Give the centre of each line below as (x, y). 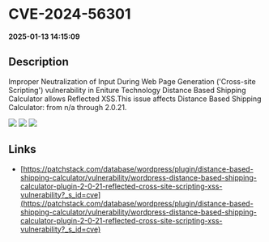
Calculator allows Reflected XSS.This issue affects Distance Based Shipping (135, 99)
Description (38, 62)
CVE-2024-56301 (70, 14)
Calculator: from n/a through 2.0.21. (68, 107)
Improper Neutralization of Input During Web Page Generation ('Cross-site (132, 81)
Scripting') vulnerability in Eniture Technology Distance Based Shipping (127, 90)
